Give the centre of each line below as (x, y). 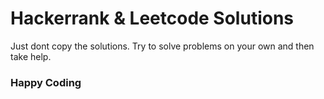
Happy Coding (46, 82)
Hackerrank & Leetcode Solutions (152, 18)
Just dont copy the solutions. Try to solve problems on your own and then (162, 46)
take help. (31, 56)
